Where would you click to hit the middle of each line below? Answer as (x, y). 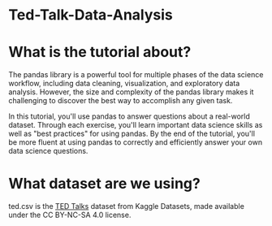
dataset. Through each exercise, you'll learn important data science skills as (136, 125)
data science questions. (48, 151)
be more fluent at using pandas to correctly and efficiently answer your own (135, 142)
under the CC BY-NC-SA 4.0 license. (70, 215)
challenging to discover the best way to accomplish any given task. (121, 101)
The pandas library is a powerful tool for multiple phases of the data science (136, 75)
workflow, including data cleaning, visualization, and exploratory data (124, 84)
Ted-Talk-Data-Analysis (91, 15)
